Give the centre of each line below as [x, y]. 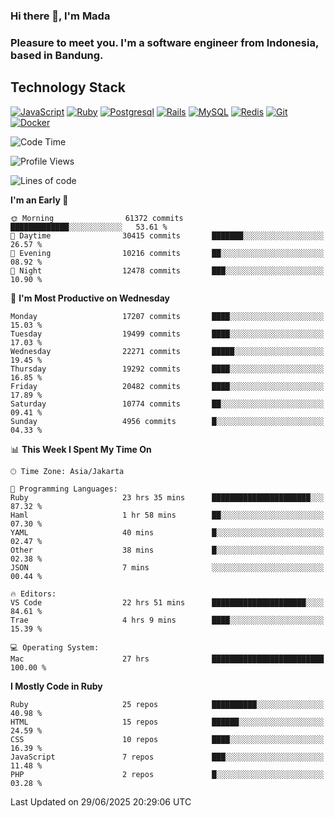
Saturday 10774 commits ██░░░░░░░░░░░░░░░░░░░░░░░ [167, 404]
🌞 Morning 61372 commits [97, 218]
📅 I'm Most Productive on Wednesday [90, 298]
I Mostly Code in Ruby [56, 686]
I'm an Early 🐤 [39, 200]
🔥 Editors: [33, 594]
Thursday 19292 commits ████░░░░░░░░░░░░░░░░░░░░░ [167, 369]
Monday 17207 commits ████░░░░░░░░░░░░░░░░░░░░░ [167, 316]
